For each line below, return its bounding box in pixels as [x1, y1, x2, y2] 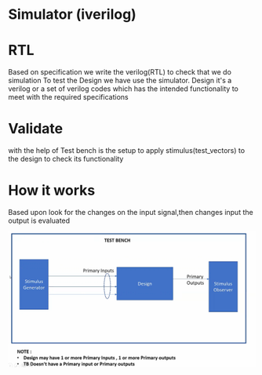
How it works [8, 182, 96, 199]
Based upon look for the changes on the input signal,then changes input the [8, 208, 253, 217]
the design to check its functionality [8, 155, 124, 164]
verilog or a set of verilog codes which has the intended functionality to [8, 84, 239, 93]
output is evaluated [8, 216, 71, 225]
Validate [8, 120, 64, 138]
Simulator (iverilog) [8, 5, 137, 24]
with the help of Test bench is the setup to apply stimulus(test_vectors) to [8, 146, 246, 155]
